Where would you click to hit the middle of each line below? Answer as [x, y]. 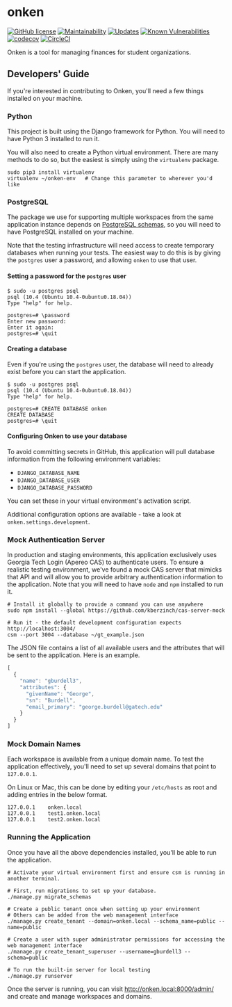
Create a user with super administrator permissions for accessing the [119, 940]
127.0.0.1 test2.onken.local [54, 820]
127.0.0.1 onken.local [44, 807]
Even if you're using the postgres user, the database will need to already [110, 364]
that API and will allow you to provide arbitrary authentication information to [115, 577]
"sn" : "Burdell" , [51, 700]
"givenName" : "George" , [60, 694]
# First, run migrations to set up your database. [82, 891]
